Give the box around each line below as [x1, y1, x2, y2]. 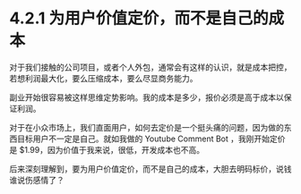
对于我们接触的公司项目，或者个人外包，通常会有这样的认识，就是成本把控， [9, 62, 292, 72]
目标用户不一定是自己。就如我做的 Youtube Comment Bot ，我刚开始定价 [16, 133, 286, 144]
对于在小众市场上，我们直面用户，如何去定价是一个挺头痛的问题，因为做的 [9, 122, 284, 132]
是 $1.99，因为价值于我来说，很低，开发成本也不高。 [9, 144, 204, 155]
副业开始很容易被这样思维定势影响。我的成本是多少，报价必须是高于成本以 [9, 91, 284, 103]
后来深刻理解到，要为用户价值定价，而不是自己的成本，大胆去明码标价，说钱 [9, 163, 292, 174]
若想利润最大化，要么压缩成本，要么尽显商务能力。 [9, 72, 198, 83]
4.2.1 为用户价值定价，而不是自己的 [9, 8, 269, 29]
